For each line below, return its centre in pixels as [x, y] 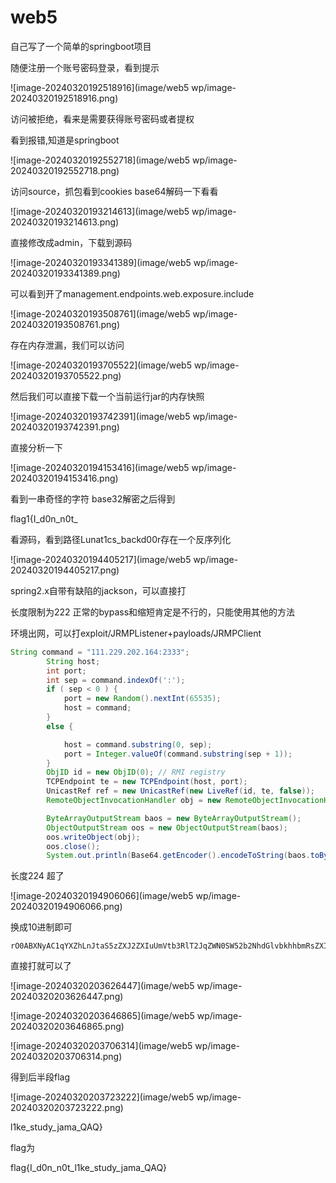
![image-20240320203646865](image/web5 [102, 1016]
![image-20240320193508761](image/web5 [100, 313]
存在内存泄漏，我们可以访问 [67, 345]
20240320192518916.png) [64, 98]
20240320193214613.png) [65, 222]
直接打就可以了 [41, 966]
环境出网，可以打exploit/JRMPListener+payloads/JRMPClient [136, 633]
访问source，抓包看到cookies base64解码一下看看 [114, 191]
